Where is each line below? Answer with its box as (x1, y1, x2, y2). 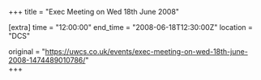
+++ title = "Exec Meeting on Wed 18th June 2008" (8, 7, 180, 16)
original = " (8, 47, 46, 56)
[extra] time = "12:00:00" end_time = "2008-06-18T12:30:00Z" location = (8, 23, 254, 32)
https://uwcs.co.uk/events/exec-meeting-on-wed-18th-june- (45, 47, 249, 56)
